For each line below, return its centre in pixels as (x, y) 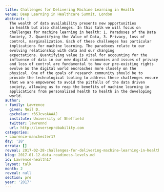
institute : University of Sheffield (47, 118)
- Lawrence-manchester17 (30, 137)
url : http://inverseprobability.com (47, 128)
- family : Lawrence (25, 105)
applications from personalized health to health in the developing (81, 91)
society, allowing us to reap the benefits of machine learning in (80, 87)
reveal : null (18, 173)
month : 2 (14, 169)
